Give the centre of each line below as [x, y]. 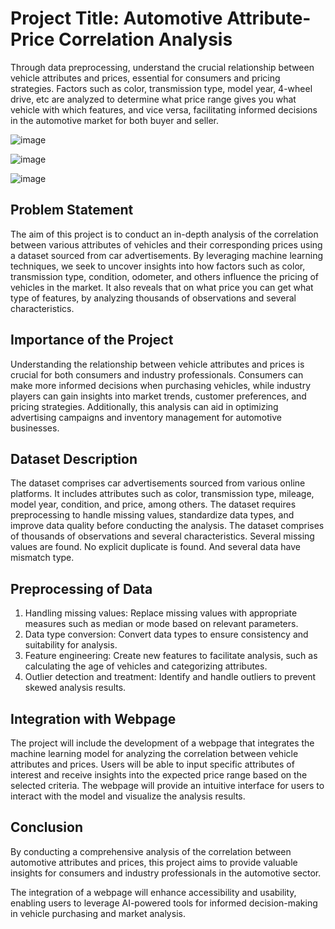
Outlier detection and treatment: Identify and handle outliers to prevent [170, 677]
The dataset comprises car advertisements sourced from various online [158, 483]
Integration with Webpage [93, 718]
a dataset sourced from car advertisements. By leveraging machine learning [167, 255]
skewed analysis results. [75, 688]
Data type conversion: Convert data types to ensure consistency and [166, 634]
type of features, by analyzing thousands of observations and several [153, 298]
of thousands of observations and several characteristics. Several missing [162, 536]
